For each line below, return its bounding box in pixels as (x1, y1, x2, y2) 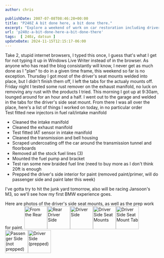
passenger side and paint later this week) (12, 176, 96, 182)
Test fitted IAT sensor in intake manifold (12, 129, 92, 135)
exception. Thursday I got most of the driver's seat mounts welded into (5, 73, 148, 79)
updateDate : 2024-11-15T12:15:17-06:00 (5, 39, 86, 44)
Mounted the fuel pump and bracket (12, 155, 85, 161)
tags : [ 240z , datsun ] (5, 34, 56, 39)
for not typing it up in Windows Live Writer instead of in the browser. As (5, 57, 149, 63)
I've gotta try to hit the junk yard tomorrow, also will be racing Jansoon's (5, 186, 150, 192)
